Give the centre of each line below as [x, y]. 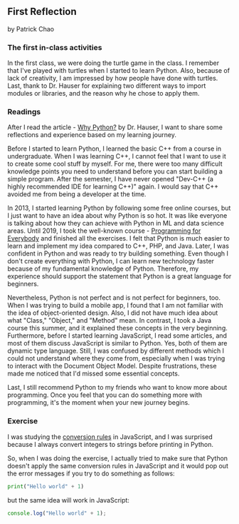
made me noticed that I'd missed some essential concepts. [94, 373]
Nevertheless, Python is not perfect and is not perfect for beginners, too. [114, 298]
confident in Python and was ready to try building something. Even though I [118, 253]
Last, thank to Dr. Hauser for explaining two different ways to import [107, 86]
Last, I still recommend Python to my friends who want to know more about [117, 388]
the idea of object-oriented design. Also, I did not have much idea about [113, 313]
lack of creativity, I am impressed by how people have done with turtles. [113, 79]
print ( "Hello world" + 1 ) [46, 486]
